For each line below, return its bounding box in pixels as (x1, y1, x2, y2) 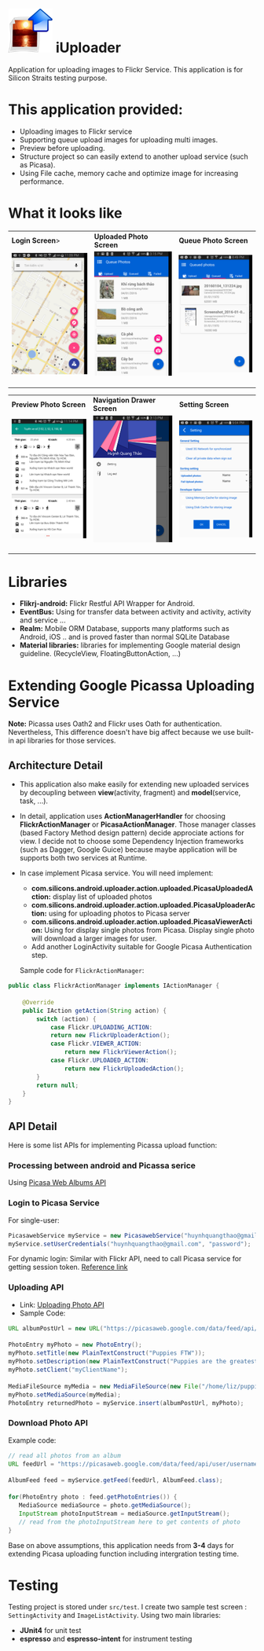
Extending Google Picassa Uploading (8, 677, 255, 695)
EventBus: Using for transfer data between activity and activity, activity (19, 607, 251, 617)
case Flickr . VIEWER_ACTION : (49, 1040, 143, 1048)
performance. (19, 177, 64, 186)
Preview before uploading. (19, 143, 105, 152)
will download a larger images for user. (31, 934, 157, 943)
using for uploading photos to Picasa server (48, 908, 190, 919)
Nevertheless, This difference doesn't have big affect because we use (8, 728, 236, 737)
